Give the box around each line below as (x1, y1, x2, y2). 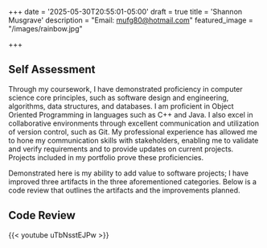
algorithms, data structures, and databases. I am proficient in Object (8, 101, 235, 111)
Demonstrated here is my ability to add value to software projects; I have (8, 168, 249, 178)
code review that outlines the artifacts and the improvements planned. (8, 185, 240, 195)
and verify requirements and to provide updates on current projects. (8, 144, 234, 154)
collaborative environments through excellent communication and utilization (8, 118, 260, 128)
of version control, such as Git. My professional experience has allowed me (8, 126, 258, 136)
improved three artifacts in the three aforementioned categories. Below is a (8, 176, 257, 186)
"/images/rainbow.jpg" (8, 24, 83, 33)
